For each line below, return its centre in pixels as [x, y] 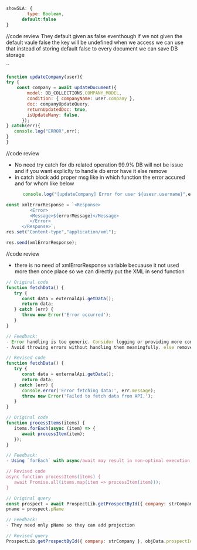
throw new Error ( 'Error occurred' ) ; [66, 315]
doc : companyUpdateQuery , [59, 104]
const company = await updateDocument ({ [67, 88]
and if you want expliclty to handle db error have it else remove [91, 171]
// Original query [28, 498]
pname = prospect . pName [35, 509]
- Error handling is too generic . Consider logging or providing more [94, 342]
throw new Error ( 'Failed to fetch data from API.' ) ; [87, 396]
